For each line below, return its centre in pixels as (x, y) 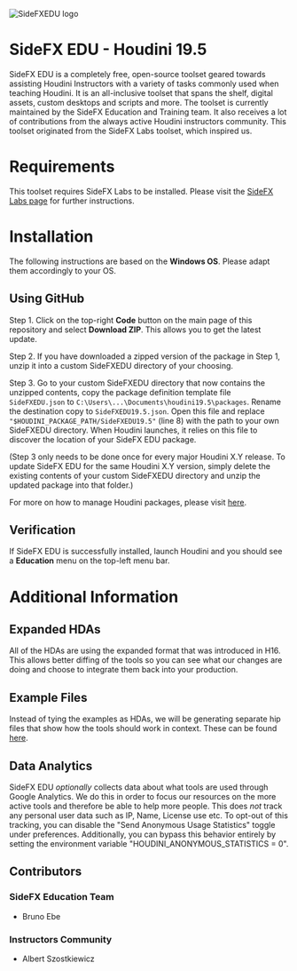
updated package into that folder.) (71, 485)
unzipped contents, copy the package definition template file (120, 392)
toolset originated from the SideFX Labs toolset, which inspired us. (131, 131)
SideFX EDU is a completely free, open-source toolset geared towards (137, 74)
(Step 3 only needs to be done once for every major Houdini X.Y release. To (147, 457)
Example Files (48, 697)
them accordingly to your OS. (63, 270)
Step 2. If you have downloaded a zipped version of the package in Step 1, (145, 356)
